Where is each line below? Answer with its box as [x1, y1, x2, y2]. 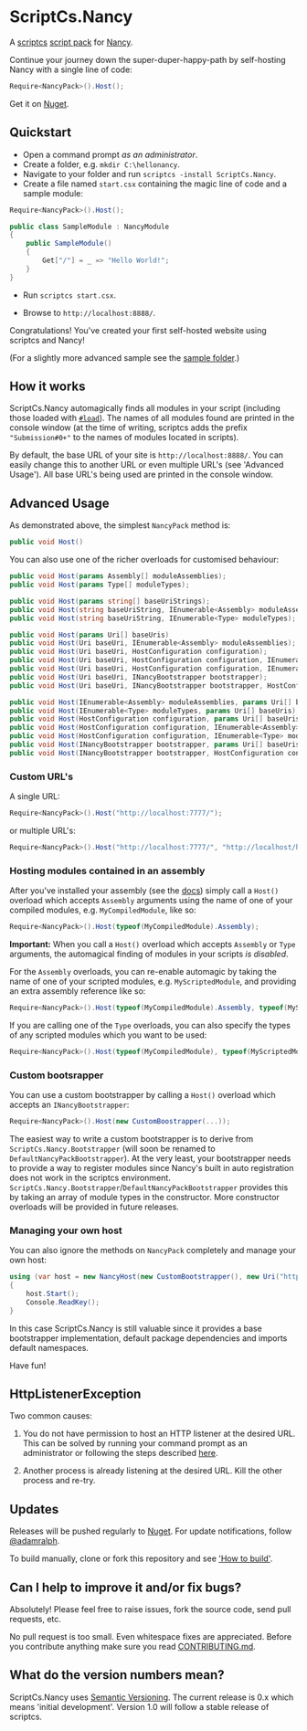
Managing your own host [9, 1224, 123, 1237]
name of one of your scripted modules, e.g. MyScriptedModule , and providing [9, 976, 297, 987]
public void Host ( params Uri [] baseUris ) [9, 630, 170, 639]
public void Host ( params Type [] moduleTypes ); [9, 580, 190, 589]
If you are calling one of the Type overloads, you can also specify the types [9, 1019, 291, 1030]
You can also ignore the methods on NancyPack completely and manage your [9, 1245, 297, 1256]
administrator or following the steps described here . [22, 1448, 218, 1459]
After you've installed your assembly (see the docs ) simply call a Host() [9, 885, 280, 896]
